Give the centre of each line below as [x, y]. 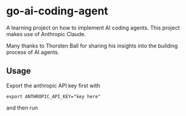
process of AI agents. [33, 52]
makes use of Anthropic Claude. [46, 34]
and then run [22, 108]
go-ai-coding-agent [57, 11]
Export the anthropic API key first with [53, 85]
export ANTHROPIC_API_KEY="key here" [54, 96]
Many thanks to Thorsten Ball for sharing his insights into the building [92, 46]
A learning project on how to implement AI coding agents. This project [93, 28]
